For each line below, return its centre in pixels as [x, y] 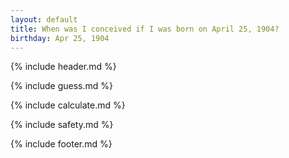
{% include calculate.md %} [68, 105]
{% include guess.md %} [61, 86]
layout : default [44, 19]
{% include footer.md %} [61, 144]
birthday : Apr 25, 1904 [60, 38]
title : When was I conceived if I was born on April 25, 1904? [145, 29]
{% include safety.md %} [62, 125]
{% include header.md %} [63, 67]
